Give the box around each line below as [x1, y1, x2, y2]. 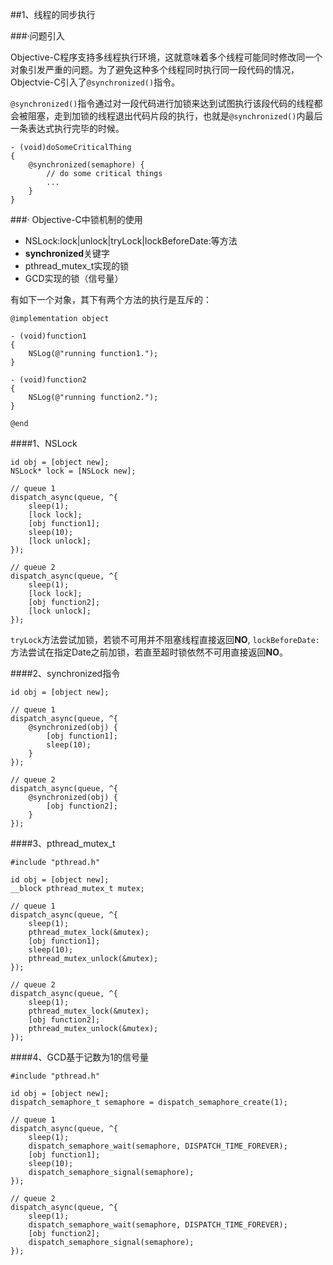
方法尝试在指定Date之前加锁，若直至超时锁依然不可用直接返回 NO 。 [10, 646, 289, 658]
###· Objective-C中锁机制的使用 [10, 214, 143, 225]
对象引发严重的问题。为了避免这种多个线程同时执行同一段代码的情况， [10, 64, 300, 75]
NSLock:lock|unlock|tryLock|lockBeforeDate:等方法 [24, 235, 238, 247]
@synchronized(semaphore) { [28, 160, 145, 170]
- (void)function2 [10, 375, 87, 385]
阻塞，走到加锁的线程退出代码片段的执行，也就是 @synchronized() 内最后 [27, 110, 323, 122]
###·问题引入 [10, 30, 65, 42]
